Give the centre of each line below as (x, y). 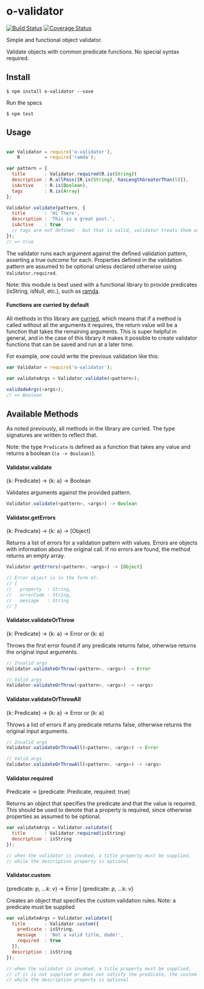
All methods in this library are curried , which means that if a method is (94, 319)
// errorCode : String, (39, 595)
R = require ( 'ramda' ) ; (57, 157)
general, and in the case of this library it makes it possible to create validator (102, 338)
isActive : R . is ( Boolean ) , (50, 185)
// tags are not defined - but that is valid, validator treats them (101, 231)
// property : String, (39, 590)
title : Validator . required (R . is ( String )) (74, 174)
